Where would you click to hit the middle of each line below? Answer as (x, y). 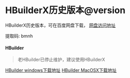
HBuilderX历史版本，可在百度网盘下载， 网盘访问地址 (60, 25)
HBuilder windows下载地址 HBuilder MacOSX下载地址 (61, 70)
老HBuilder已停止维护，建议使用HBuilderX (61, 60)
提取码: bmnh (19, 36)
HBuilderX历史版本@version (66, 10)
